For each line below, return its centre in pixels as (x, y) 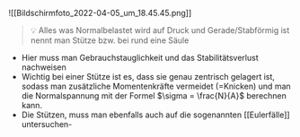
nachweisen (44, 67)
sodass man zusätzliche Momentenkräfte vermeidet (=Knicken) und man (156, 86)
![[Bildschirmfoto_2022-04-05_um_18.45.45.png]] (100, 13)
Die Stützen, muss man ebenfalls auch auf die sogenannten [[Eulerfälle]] (155, 115)
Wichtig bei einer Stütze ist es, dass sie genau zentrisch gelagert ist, (148, 77)
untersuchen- (47, 124)
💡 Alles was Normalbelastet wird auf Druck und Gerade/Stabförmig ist (160, 30)
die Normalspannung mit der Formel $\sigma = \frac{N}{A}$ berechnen (154, 96)
